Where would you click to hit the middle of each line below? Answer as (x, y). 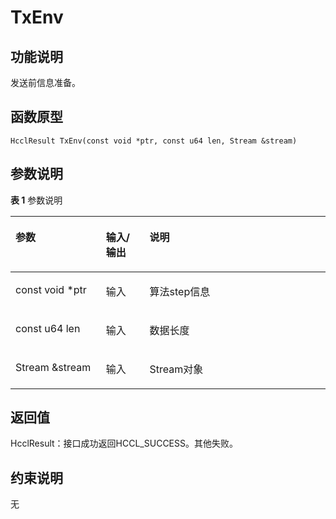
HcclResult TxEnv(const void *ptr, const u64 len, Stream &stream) (154, 141)
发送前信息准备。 (45, 82)
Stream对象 (176, 369)
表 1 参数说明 (36, 200)
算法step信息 (180, 291)
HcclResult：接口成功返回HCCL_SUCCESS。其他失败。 (124, 443)
